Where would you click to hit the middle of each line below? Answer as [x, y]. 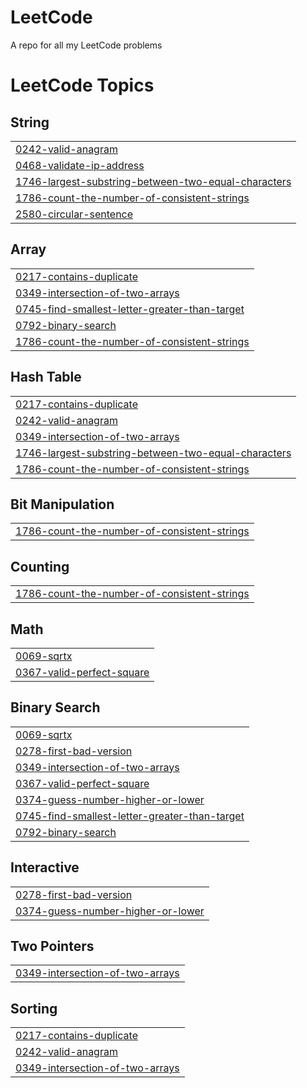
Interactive [45, 867]
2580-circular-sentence [74, 214]
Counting [40, 566]
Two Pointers [52, 946]
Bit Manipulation [62, 504]
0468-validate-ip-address [80, 165]
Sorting [34, 1008]
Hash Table [46, 377]
